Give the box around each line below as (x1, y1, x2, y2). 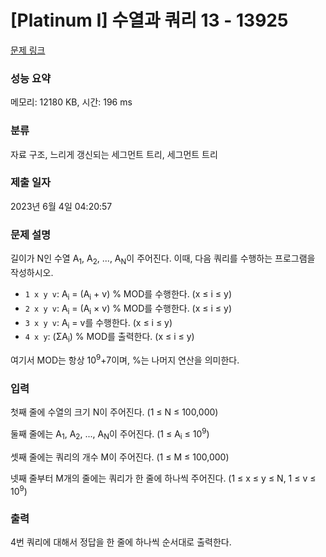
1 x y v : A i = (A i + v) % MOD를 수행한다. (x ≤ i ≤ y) (24, 287, 233, 302)
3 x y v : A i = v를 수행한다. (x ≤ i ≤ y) (24, 316, 173, 331)
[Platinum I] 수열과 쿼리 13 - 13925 (10, 9, 289, 32)
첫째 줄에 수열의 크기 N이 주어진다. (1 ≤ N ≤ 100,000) (10, 406, 219, 418)
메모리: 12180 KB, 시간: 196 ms (10, 96, 133, 108)
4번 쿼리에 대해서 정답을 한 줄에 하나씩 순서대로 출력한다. (10, 536, 232, 548)
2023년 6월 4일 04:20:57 (10, 200, 113, 212)
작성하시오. (10, 266, 54, 278)
